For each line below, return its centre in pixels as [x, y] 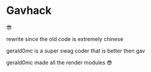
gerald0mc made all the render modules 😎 [59, 62]
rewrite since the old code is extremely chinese [65, 39]
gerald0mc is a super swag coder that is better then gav [76, 51]
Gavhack [29, 11]
